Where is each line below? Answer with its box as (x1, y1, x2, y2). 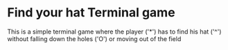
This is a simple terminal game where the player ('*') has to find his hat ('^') (7, 27, 222, 36)
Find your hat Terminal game (7, 5, 175, 21)
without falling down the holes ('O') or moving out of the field (7, 34, 182, 42)
